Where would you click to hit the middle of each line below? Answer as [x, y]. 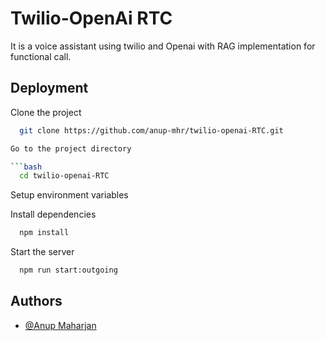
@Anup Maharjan [60, 325]
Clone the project [46, 112]
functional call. [41, 56]
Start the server [42, 252]
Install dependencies [53, 214]
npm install [44, 233]
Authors [36, 301]
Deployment [49, 88]
